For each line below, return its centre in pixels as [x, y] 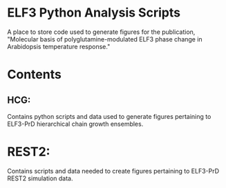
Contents [35, 75]
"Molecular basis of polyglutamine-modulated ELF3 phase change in [105, 39]
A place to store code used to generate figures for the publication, [101, 32]
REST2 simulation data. [40, 178]
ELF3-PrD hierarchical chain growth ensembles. [75, 124]
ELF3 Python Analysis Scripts [94, 13]
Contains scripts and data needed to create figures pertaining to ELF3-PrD [113, 171]
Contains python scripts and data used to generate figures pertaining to [109, 116]
